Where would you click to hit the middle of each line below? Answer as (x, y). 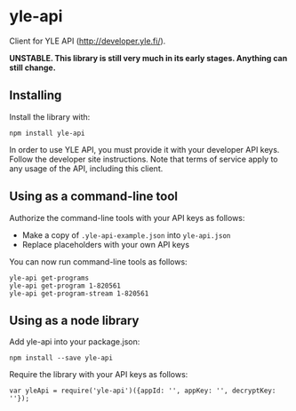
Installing (36, 95)
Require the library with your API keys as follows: (99, 375)
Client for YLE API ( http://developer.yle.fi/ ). (88, 41)
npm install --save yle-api (61, 358)
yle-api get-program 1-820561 (65, 286)
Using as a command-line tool (93, 197)
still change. (32, 67)
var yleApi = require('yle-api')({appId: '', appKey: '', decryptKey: (143, 391)
